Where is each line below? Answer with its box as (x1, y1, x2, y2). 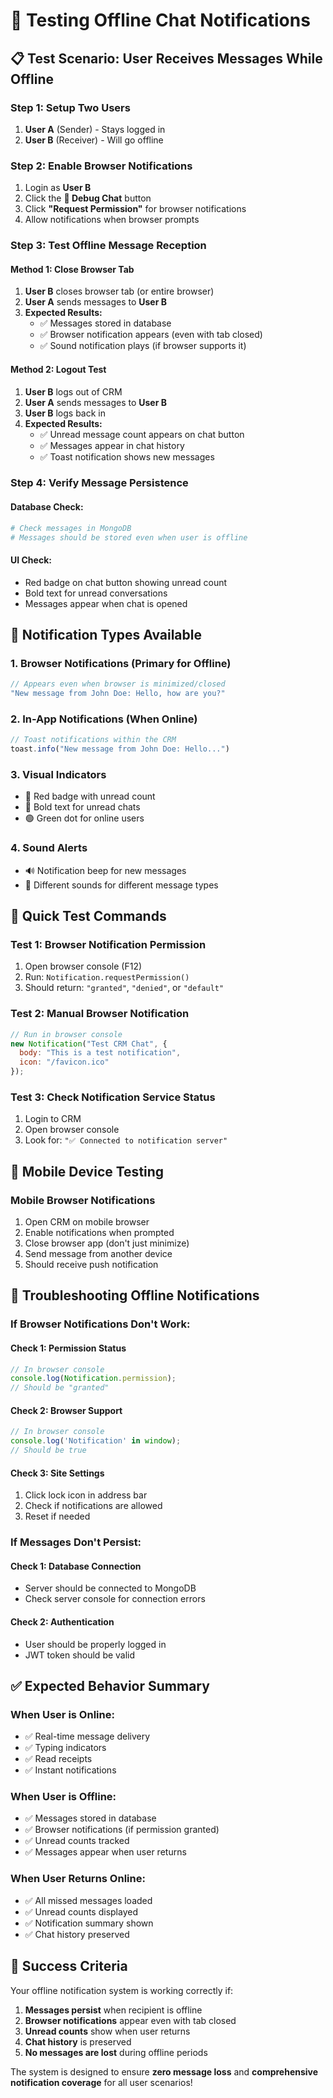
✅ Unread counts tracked (24, 1835, 130, 1847)
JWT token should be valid (24, 1649, 136, 1661)
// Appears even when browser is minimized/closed (10, 679, 226, 689)
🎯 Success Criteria (10, 1958, 128, 1975)
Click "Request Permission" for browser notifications (24, 203, 247, 215)
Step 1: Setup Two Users (10, 100, 131, 114)
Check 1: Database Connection (10, 1560, 142, 1572)
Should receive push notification (24, 1259, 159, 1270)
